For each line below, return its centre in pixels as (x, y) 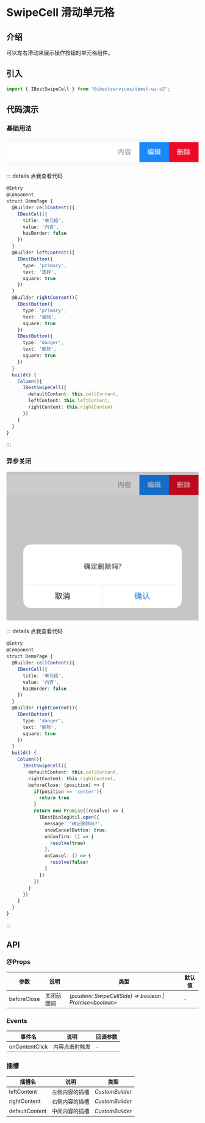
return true (54, 798)
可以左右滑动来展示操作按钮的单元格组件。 (60, 53)
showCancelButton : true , (76, 830)
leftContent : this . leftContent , (70, 401)
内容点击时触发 (72, 1047)
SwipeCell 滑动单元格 (60, 13)
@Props (18, 962)
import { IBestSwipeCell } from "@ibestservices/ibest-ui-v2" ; (88, 89)
